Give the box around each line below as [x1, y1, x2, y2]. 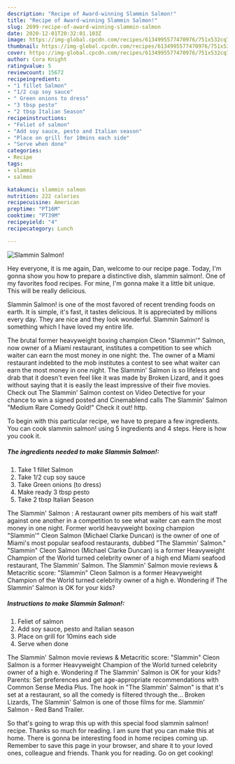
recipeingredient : [7, 75, 61, 83]
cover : [7, 50, 27, 57]
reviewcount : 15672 [7, 69, 64, 76]
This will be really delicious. [7, 286, 87, 295]
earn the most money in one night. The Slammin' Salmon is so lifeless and [7, 366, 220, 374]
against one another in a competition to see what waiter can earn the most [7, 516, 222, 525]
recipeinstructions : [7, 114, 68, 121]
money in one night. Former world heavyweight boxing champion [7, 523, 194, 532]
